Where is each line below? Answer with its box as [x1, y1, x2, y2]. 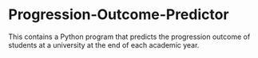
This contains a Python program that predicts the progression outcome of [8, 32, 251, 41]
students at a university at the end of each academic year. [8, 40, 200, 49]
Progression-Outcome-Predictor [8, 6, 229, 24]
